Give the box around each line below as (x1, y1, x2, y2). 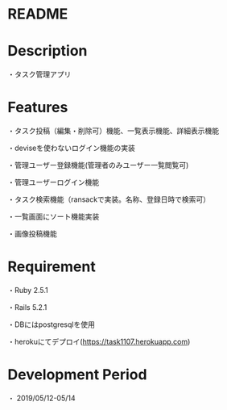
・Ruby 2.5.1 (7, 286, 49, 295)
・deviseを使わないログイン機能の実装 (7, 143, 136, 153)
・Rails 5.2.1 (7, 303, 47, 312)
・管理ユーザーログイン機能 (7, 178, 100, 187)
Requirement (7, 257, 96, 276)
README (7, 5, 68, 23)
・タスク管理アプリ (7, 69, 72, 79)
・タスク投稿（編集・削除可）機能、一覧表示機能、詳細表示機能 (7, 126, 219, 136)
